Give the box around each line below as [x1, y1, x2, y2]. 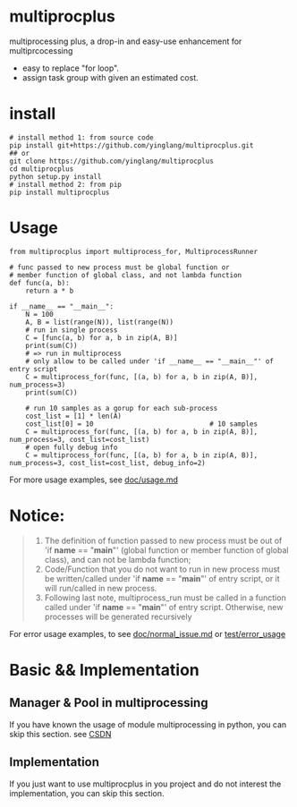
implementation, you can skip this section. [9, 787, 165, 798]
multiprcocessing [9, 45, 73, 55]
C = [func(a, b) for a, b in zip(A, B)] [25, 333, 178, 342]
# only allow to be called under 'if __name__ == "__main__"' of [25, 356, 275, 366]
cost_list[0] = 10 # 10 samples [25, 419, 258, 429]
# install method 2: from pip [9, 180, 123, 189]
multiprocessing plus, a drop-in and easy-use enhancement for [9, 36, 242, 47]
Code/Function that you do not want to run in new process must [44, 564, 280, 574]
